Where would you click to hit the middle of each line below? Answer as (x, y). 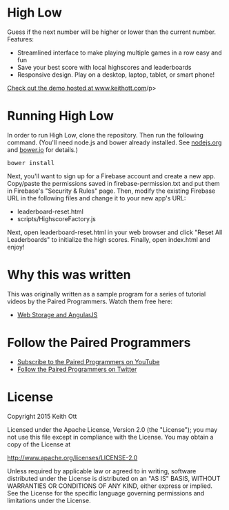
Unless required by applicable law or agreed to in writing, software (102, 471)
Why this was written (69, 275)
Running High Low (60, 116)
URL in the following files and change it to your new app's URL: (97, 198)
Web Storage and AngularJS (57, 314)
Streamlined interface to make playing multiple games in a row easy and (119, 53)
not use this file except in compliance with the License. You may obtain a (110, 437)
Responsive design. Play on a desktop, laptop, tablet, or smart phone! (116, 75)
